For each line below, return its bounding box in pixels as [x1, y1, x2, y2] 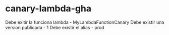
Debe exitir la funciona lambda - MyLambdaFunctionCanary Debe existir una [5, 19, 164, 25]
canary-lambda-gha [5, 3, 92, 14]
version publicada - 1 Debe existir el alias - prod [5, 24, 104, 30]
